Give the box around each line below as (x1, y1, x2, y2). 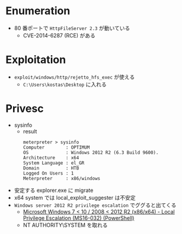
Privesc (5, 102, 44, 116)
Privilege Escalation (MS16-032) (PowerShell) (23, 214, 135, 222)
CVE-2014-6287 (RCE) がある (23, 31, 95, 39)
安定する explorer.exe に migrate (14, 187, 94, 194)
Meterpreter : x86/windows (23, 175, 101, 181)
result (23, 127, 37, 134)
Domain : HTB (23, 165, 79, 171)
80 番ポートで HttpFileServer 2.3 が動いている (14, 24, 130, 31)
